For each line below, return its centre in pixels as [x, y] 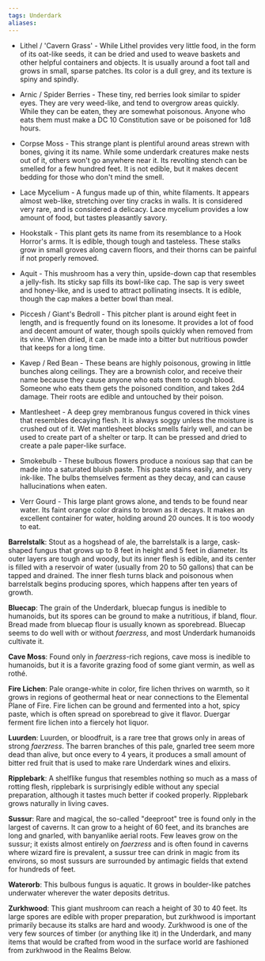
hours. [30, 128]
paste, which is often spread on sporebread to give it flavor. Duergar [119, 713]
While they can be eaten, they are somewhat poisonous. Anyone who [132, 111]
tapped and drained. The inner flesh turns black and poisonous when [121, 575]
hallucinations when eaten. [63, 486]
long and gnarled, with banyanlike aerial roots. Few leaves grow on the [123, 835]
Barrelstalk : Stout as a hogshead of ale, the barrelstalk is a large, [114, 542]
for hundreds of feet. [42, 869]
